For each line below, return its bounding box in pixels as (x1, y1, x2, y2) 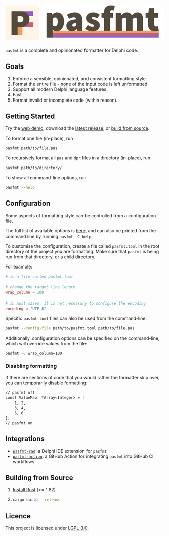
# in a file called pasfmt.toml (5, 274, 73, 279)
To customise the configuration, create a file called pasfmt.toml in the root (5, 243, 160, 249)
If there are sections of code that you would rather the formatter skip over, (5, 374, 160, 380)
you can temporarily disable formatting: (5, 380, 88, 386)
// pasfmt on (5, 420, 33, 426)
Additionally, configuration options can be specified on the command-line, (5, 335, 160, 341)
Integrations (5, 434, 45, 443)
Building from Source (5, 473, 73, 482)
